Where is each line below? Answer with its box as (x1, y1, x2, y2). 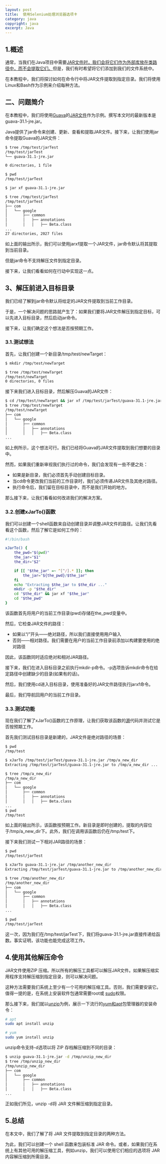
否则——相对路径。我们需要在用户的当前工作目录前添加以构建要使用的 (12, 637, 156, 643)
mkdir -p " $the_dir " (14, 587, 56, 592)
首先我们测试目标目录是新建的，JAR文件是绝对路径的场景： (5, 734, 126, 740)
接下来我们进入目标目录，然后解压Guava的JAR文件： (5, 388, 113, 394)
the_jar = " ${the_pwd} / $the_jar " (23, 573, 87, 578)
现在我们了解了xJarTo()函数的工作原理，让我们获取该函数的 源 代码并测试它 (5, 718, 157, 724)
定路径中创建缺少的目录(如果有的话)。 (5, 671, 83, 677)
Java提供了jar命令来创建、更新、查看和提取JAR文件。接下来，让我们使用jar (5, 129, 159, 135)
